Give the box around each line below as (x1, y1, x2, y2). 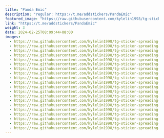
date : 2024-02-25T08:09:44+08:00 (5, 30, 73, 35)
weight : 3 (5, 25, 25, 30)
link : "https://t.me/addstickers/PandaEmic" (5, 21, 97, 26)
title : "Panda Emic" (5, 7, 47, 12)
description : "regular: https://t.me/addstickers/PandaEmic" (5, 12, 132, 17)
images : (5, 35, 21, 40)
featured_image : (5, 16, 38, 21)
